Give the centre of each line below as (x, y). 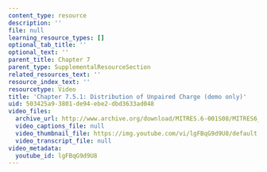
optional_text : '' (39, 52)
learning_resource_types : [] (56, 38)
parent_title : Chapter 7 (49, 60)
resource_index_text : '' (49, 82)
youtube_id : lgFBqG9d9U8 (56, 155)
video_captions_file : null (60, 126)
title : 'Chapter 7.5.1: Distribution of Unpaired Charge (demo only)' (128, 97)
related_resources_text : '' (55, 75)
